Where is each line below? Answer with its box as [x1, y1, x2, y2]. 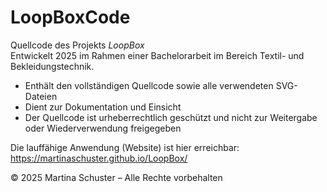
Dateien [24, 90, 58, 102]
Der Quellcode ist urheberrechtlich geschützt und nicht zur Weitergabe [24, 111, 318, 123]
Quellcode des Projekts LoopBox [10, 39, 145, 51]
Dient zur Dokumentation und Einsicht [24, 101, 182, 113]
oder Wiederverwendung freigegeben [24, 122, 182, 134]
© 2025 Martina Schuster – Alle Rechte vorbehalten [10, 171, 223, 183]
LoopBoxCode [10, 6, 131, 29]
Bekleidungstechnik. [10, 60, 95, 72]
